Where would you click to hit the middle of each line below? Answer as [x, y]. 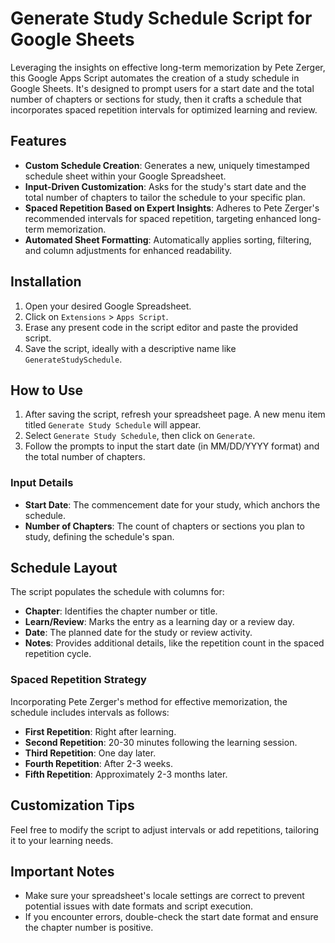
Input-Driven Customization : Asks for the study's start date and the [165, 186]
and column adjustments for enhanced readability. [128, 250]
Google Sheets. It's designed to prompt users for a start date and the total [162, 88]
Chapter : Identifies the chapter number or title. [121, 611]
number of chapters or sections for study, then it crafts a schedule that [156, 99]
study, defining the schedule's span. [99, 536]
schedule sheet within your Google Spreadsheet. [125, 176]
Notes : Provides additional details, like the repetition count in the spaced [174, 643]
